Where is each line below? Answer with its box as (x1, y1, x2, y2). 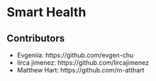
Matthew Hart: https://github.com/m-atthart (16, 66, 145, 74)
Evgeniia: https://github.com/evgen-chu (16, 51, 134, 59)
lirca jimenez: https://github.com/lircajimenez (16, 58, 150, 67)
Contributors (6, 32, 65, 44)
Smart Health (6, 4, 87, 20)
